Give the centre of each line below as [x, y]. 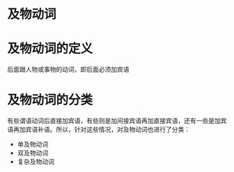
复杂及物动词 [36, 162]
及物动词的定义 [50, 49]
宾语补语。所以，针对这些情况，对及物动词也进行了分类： [108, 130]
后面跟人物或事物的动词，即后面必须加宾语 [68, 70]
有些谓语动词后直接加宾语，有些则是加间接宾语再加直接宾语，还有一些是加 [114, 121]
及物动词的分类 [50, 100]
